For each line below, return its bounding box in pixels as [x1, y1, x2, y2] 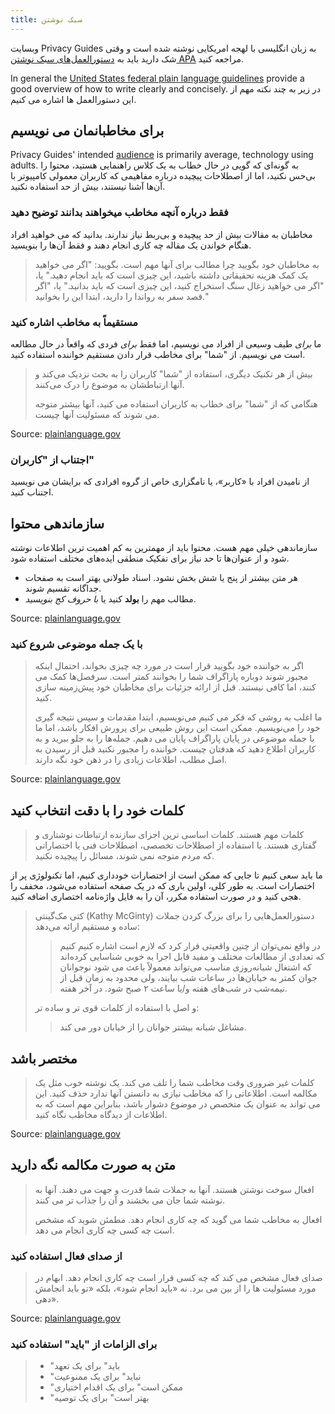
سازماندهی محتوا [10, 515, 105, 532]
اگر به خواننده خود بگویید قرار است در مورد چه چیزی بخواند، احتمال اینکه [34, 660, 304, 672]
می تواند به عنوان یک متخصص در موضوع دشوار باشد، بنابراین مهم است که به [34, 1098, 321, 1110]
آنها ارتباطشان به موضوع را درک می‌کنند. [34, 379, 185, 391]
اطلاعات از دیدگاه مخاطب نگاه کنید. [34, 1109, 168, 1121]
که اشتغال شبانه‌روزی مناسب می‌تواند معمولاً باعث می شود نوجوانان [59, 961, 312, 973]
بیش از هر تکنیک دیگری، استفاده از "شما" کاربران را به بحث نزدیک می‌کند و [34, 368, 313, 380]
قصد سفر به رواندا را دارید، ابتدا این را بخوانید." [34, 290, 209, 302]
